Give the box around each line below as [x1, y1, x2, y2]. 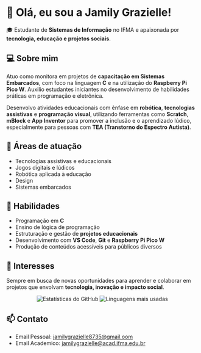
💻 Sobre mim [6, 53, 58, 64]
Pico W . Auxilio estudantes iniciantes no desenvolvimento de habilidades [6, 86, 190, 93]
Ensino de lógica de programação [15, 224, 100, 231]
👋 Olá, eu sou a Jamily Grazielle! [6, 5, 172, 20]
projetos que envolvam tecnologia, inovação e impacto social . [6, 283, 164, 291]
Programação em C [15, 217, 65, 225]
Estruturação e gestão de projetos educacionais [15, 230, 138, 238]
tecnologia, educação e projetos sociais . [6, 35, 111, 42]
